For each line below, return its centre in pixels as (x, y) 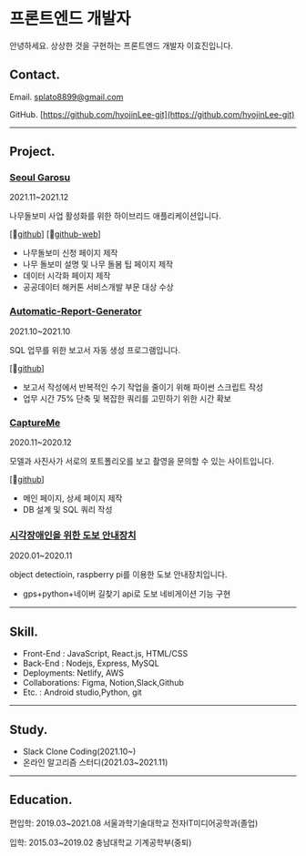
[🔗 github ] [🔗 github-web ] (56, 234)
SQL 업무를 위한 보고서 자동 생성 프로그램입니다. (95, 350)
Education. (41, 800)
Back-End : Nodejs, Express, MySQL (91, 663)
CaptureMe (35, 423)
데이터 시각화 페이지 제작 (66, 276)
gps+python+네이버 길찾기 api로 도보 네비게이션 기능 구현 (127, 594)
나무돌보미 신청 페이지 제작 (70, 253)
